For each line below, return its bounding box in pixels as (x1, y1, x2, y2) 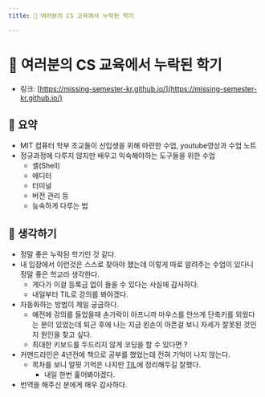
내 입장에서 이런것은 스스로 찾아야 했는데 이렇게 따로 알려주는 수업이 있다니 (19, 260, 255, 269)
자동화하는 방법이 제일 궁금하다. (19, 300, 119, 310)
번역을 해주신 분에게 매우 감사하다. (19, 380, 128, 390)
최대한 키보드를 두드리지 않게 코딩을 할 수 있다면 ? (31, 340, 188, 350)
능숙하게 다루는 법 (31, 201, 88, 211)
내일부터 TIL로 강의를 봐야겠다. (31, 290, 128, 299)
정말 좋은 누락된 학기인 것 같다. (19, 249, 116, 259)
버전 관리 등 (31, 191, 69, 201)
